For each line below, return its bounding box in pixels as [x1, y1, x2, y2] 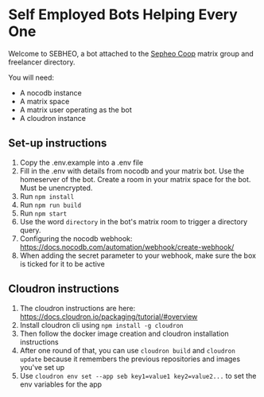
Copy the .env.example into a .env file [19, 158, 144, 167]
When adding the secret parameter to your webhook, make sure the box [19, 251, 257, 260]
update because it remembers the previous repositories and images [19, 354, 241, 364]
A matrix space [19, 96, 70, 106]
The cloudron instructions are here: [19, 303, 136, 313]
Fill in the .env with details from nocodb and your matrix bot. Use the [19, 165, 245, 176]
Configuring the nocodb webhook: [19, 233, 133, 243]
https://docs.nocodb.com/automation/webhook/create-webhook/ [19, 242, 235, 251]
